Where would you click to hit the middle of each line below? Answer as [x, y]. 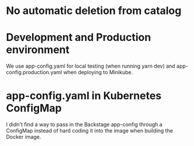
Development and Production [79, 38]
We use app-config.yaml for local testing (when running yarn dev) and [91, 66]
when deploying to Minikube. [98, 72]
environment [38, 50]
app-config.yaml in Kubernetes [84, 96]
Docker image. [24, 137]
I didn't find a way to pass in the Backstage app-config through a [84, 124]
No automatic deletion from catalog [94, 11]
